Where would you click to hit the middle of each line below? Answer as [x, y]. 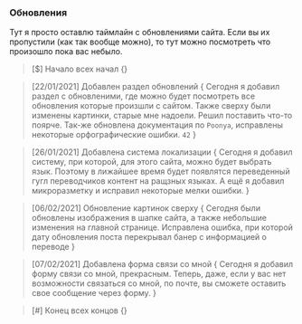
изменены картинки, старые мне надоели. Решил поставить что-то [162, 116]
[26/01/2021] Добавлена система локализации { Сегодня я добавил [162, 152]
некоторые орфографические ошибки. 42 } [114, 135]
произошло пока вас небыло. [66, 52]
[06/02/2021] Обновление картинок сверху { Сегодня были [146, 208]
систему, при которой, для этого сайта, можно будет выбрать [151, 162]
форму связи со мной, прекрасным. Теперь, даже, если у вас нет [159, 274]
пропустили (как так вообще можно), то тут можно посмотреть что [140, 42]
